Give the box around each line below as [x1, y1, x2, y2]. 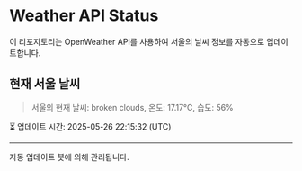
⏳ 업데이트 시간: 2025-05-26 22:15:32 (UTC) [9, 121, 172, 131]
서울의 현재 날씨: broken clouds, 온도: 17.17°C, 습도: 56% [31, 102, 234, 112]
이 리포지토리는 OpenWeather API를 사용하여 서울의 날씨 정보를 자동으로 [9, 36, 265, 47]
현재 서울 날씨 [9, 76, 81, 92]
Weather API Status [9, 5, 159, 26]
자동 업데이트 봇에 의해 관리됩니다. [9, 151, 129, 162]
